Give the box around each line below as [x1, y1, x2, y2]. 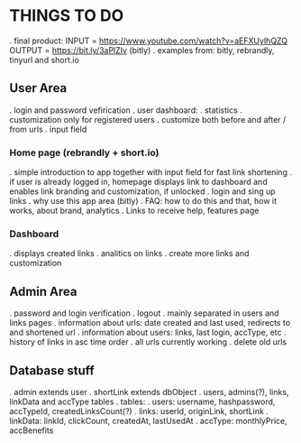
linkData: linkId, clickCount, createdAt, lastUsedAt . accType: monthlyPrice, [9, 415, 287, 426]
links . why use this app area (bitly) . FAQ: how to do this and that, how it [9, 196, 278, 207]
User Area [9, 80, 68, 96]
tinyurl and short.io [9, 54, 79, 65]
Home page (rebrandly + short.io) [9, 146, 160, 159]
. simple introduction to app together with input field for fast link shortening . [9, 167, 293, 178]
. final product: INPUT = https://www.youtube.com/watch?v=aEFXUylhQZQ [9, 35, 288, 46]
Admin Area [9, 283, 78, 299]
